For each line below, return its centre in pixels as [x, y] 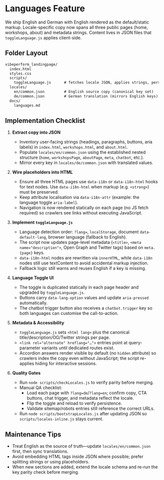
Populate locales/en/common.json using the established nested [82, 152]
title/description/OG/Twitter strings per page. [65, 337]
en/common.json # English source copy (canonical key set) [84, 92]
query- [135, 343]
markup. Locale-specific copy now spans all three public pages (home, [77, 27]
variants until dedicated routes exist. [78, 348]
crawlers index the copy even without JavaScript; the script [79, 359]
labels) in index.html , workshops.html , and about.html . [74, 147]
